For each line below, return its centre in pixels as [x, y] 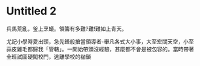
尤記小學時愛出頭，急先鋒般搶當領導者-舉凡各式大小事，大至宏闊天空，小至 [100, 41]
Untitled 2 [31, 11]
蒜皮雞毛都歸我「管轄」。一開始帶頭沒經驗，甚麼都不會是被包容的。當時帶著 [100, 49]
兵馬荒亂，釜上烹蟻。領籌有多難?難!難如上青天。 [67, 28]
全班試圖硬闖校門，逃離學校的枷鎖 [49, 56]
